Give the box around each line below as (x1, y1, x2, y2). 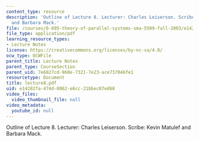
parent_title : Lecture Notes (6, 58, 78, 64)
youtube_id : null (11, 108, 54, 114)
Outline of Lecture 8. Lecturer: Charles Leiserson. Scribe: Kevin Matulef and (6, 124, 191, 131)
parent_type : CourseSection (6, 63, 76, 70)
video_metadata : (6, 102, 46, 108)
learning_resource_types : (6, 36, 70, 42)
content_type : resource (6, 8, 65, 15)
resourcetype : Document (6, 75, 65, 80)
